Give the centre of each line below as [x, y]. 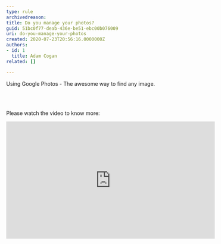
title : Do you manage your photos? [50, 23]
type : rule [20, 12]
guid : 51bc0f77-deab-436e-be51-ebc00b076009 [62, 28]
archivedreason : [26, 17]
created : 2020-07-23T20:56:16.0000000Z [56, 39]
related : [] [21, 61]
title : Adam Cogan [35, 56]
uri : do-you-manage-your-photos [46, 34]
